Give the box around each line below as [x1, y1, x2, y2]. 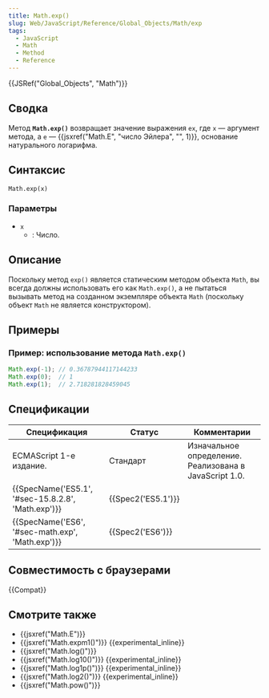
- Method [15, 49, 45, 57]
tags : [8, 26, 26, 34]
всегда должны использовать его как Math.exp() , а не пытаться [8, 282, 227, 293]
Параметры [8, 203, 58, 214]
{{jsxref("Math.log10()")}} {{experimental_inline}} [19, 655, 182, 664]
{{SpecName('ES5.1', [12, 483, 94, 494]
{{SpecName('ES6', [12, 516, 86, 527]
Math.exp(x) [8, 185, 48, 193]
